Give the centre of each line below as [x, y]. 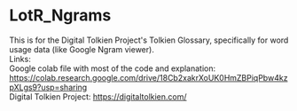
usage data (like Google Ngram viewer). [82, 49]
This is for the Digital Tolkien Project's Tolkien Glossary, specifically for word [149, 40]
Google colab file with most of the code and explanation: [113, 68]
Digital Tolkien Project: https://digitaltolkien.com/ [98, 96]
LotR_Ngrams [60, 16]
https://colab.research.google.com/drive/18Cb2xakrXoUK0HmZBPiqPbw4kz [148, 77]
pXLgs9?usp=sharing [48, 87]
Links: [20, 59]
